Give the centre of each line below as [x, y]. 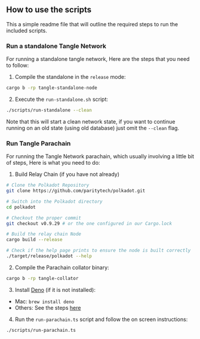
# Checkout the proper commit [44, 218]
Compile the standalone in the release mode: [70, 77]
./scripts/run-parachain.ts [41, 330]
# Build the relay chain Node [44, 234]
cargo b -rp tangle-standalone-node [52, 88]
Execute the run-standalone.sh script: [61, 99]
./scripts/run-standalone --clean [49, 110]
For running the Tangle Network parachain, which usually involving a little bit [100, 156]
